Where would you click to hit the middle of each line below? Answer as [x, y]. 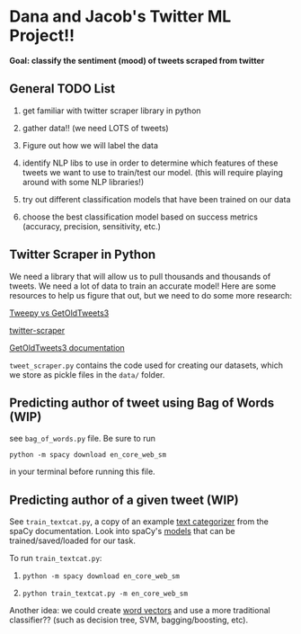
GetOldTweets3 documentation [67, 347]
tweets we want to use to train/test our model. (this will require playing [152, 172]
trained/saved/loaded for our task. [73, 540]
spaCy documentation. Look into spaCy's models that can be [122, 531]
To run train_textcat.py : [56, 558]
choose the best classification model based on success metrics [140, 217]
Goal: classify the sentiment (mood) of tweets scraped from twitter [137, 60]
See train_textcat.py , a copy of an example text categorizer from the [139, 522]
